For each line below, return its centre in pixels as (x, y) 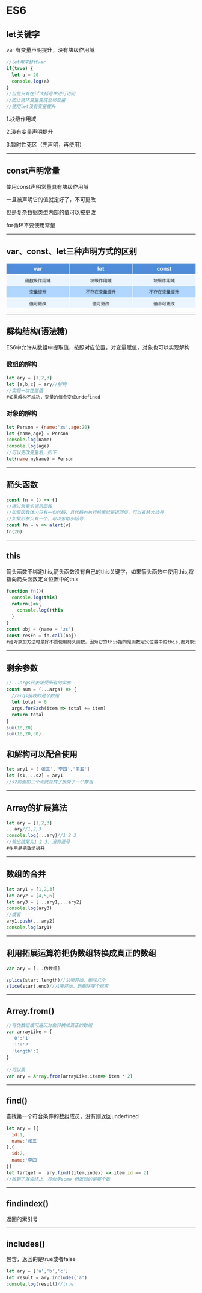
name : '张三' (26, 1141)
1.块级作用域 (21, 119)
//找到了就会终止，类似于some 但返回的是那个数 (58, 1179)
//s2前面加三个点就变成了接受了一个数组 (50, 782)
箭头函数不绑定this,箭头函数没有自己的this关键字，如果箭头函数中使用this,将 (100, 571)
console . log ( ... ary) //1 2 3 (41, 836)
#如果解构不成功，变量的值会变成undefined (53, 397)
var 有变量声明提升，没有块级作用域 (50, 50)
